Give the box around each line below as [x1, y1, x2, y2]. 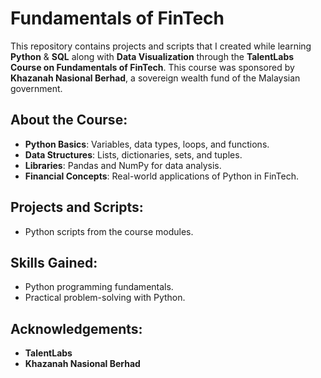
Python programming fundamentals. [24, 281, 174, 293]
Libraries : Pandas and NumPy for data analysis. [24, 159, 222, 171]
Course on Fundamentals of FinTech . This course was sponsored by [10, 61, 295, 73]
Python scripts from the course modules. [24, 225, 194, 237]
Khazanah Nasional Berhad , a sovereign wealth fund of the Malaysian [10, 72, 301, 84]
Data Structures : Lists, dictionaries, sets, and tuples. [24, 148, 243, 161]
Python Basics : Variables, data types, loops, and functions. [24, 138, 270, 150]
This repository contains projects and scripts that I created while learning [10, 40, 312, 52]
